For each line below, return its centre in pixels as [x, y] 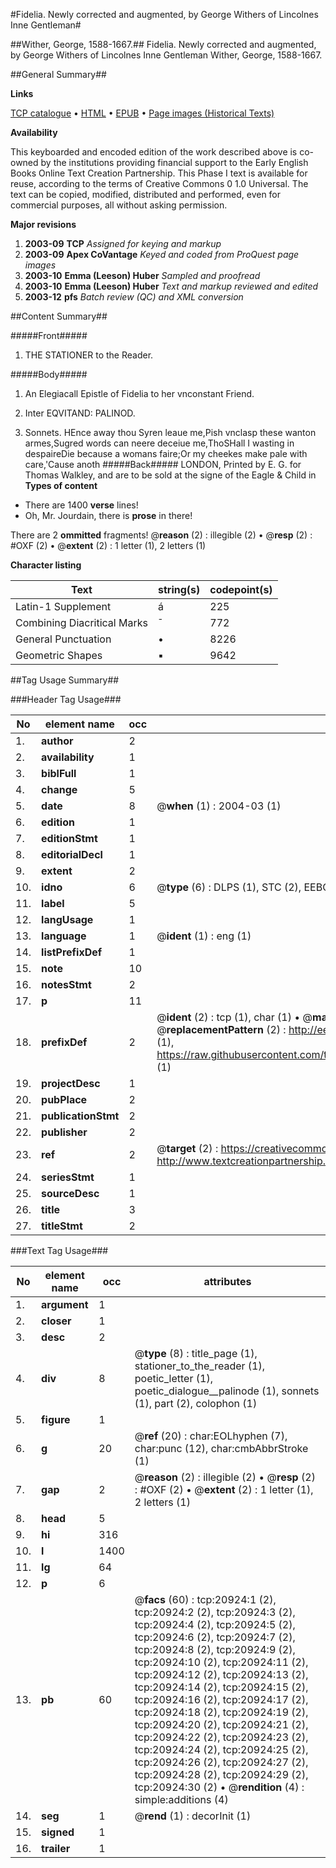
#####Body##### [49, 374]
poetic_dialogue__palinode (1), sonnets [227, 1391]
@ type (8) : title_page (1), [196, 1353]
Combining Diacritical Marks [81, 622]
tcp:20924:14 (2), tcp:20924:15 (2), [221, 1687]
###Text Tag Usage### [59, 1250]
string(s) [179, 589]
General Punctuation [63, 639]
